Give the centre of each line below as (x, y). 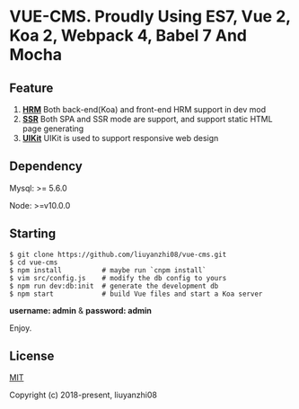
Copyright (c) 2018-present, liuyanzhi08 (83, 395)
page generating (53, 129)
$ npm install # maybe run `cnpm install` (108, 270)
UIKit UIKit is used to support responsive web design (120, 138)
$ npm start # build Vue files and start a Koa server (136, 294)
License (32, 356)
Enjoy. (21, 328)
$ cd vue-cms (34, 262)
